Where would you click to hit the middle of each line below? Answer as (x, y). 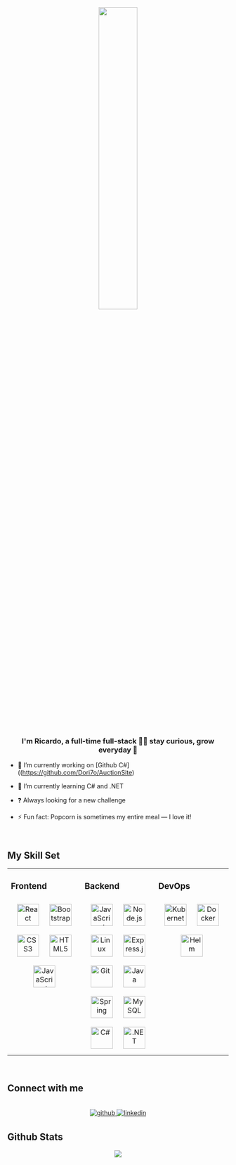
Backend (102, 886)
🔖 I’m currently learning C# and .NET (71, 786)
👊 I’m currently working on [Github (67, 765)
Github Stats (35, 1137)
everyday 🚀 (118, 750)
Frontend (29, 886)
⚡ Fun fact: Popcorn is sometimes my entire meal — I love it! (104, 817)
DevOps (175, 886)
